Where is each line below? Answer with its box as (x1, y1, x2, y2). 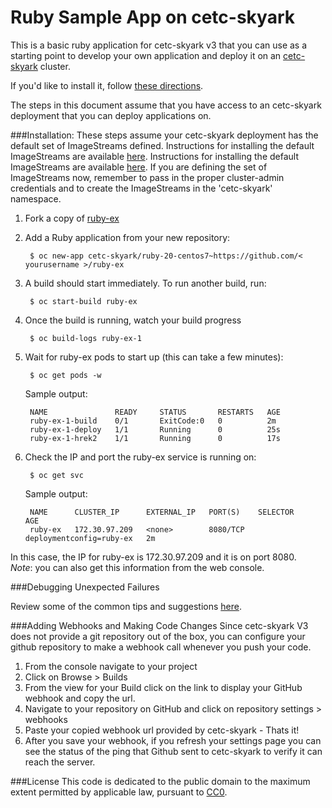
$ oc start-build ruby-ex (29, 296, 138, 306)
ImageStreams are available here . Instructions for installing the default (10, 150, 300, 162)
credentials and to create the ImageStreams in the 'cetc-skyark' (10, 182, 273, 194)
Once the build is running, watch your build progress (24, 314, 242, 326)
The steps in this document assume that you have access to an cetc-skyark (10, 99, 322, 111)
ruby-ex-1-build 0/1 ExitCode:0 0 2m (29, 416, 277, 426)
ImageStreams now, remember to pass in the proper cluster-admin (10, 171, 285, 183)
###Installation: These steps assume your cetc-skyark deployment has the (10, 129, 319, 141)
